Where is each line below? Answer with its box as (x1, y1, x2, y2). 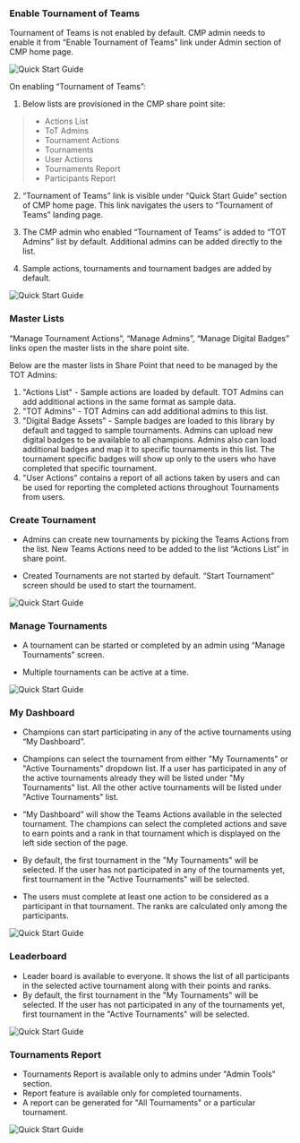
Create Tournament (9, 513, 97, 526)
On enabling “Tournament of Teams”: (9, 82, 146, 92)
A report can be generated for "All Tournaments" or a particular (21, 1097, 256, 1108)
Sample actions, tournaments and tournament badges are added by (21, 263, 272, 274)
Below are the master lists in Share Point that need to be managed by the (9, 359, 279, 370)
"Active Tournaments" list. (21, 792, 119, 803)
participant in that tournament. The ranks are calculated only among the (21, 901, 288, 912)
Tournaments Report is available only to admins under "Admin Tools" (21, 1069, 276, 1079)
